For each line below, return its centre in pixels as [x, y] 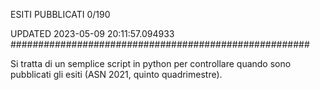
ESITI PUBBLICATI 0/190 [60, 14]
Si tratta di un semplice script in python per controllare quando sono [151, 63]
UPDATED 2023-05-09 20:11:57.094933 [92, 33]
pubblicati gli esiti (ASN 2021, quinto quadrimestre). [116, 74]
